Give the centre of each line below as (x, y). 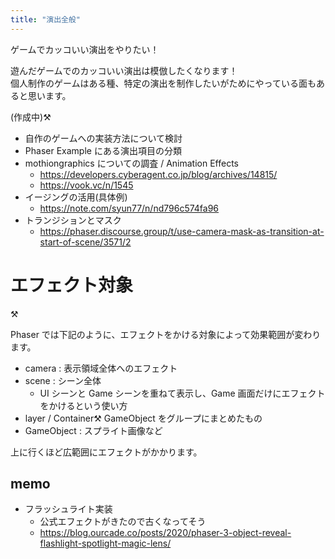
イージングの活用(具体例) (76, 197)
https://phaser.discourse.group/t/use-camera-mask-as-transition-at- (182, 231)
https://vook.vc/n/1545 (86, 185)
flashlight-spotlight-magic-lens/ (105, 543)
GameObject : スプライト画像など (93, 430)
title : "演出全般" (46, 19)
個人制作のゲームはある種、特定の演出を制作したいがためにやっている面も (163, 83)
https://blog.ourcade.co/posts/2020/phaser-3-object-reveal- (165, 533)
